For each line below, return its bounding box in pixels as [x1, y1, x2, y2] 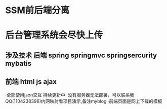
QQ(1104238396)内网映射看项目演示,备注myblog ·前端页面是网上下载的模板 [5, 98, 162, 104]
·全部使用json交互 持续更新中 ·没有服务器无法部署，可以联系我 [5, 91, 135, 98]
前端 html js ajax [5, 77, 57, 86]
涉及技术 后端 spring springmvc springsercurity [5, 51, 157, 59]
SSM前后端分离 [5, 5, 70, 16]
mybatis [5, 59, 32, 68]
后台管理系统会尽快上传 [5, 30, 103, 41]
